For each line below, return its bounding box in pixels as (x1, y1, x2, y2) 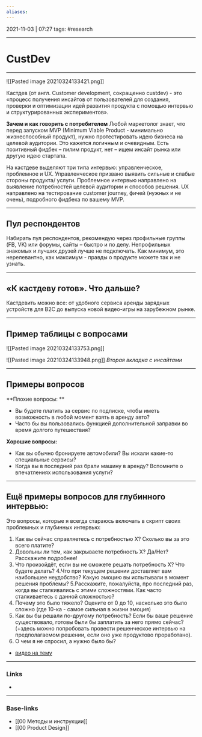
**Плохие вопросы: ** (6, 395, 65, 402)
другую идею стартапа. (6, 152, 67, 159)
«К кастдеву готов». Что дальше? (6, 283, 140, 294)
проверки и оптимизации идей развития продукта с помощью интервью (6, 102, 194, 109)
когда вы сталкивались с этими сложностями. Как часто (14, 586, 162, 593)
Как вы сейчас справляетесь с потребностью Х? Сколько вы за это (14, 535, 189, 542)
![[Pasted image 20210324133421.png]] (6, 78, 104, 85)
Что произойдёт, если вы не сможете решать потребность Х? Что (14, 561, 185, 568)
